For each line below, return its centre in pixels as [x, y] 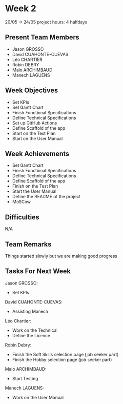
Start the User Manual [34, 191]
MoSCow [21, 202]
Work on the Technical [35, 330]
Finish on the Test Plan [35, 186]
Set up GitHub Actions [34, 123]
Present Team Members [42, 37]
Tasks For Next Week [38, 271]
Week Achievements [37, 153]
